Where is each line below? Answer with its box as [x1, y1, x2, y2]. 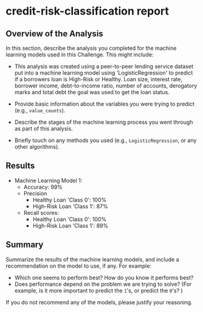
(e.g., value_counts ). [14, 107, 66, 114]
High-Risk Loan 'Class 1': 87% [32, 202, 109, 210]
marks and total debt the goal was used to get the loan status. [14, 89, 170, 95]
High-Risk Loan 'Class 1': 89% [32, 222, 109, 229]
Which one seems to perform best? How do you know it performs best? [14, 274, 194, 281]
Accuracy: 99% [23, 183, 63, 191]
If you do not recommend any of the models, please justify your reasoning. [5, 299, 193, 306]
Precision [23, 189, 47, 197]
